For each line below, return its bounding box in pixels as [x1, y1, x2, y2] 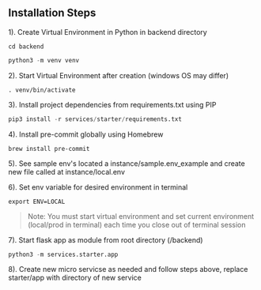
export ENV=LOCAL [8, 198, 66, 205]
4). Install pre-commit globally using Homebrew [8, 130, 164, 139]
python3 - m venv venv [8, 56, 80, 64]
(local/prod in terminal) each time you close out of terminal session [27, 220, 247, 229]
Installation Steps [8, 6, 96, 20]
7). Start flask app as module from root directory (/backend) [8, 235, 203, 244]
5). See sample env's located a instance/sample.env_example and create [8, 158, 245, 168]
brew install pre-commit [8, 145, 90, 153]
